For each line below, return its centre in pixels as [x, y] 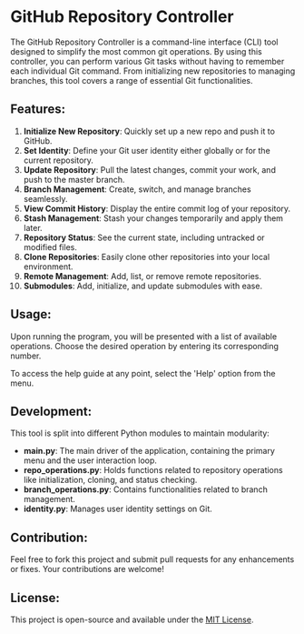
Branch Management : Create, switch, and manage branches [137, 189]
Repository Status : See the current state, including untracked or [144, 237]
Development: [51, 411]
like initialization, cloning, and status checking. [110, 480]
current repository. [59, 160]
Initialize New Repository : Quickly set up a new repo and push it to [149, 131]
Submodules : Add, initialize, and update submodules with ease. [142, 286]
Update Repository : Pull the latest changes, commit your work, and [149, 169]
